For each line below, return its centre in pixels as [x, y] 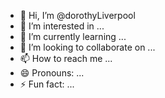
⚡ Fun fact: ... [47, 84]
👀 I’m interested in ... [62, 26]
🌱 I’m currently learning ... [73, 36]
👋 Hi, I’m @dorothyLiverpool [77, 15]
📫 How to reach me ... [66, 58]
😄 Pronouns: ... [52, 73]
